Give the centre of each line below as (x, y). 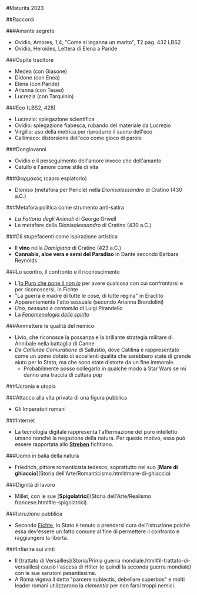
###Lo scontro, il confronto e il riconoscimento (63, 272)
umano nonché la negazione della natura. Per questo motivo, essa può (100, 438)
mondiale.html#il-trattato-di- (156, 561)
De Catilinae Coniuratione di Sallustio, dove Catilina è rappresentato (97, 350)
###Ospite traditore (30, 60)
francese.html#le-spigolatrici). (51, 502)
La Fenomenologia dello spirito (52, 314)
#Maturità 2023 (25, 8)
